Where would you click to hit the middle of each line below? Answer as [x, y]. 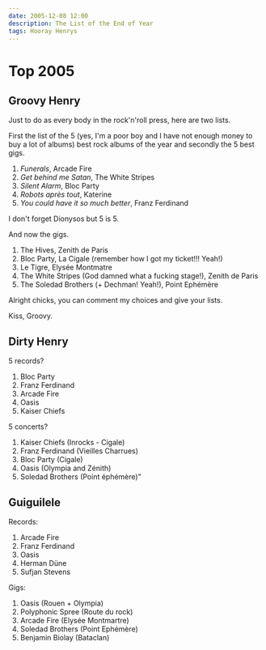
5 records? [26, 361]
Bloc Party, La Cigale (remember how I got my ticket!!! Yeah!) [122, 259]
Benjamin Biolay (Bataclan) [65, 637]
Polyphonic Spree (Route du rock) [76, 612]
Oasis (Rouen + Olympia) [61, 603]
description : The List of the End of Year [81, 23]
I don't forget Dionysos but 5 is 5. [64, 219]
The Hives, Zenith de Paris [64, 250]
